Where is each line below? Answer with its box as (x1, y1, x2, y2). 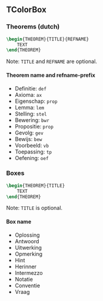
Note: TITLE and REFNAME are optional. (6, 58, 97, 65)
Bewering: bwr (14, 116, 49, 124)
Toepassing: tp (14, 148, 52, 155)
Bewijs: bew (14, 135, 42, 142)
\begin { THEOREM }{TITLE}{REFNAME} (6, 36, 89, 42)
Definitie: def (14, 84, 46, 92)
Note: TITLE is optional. (6, 205, 63, 212)
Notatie (14, 275, 33, 283)
